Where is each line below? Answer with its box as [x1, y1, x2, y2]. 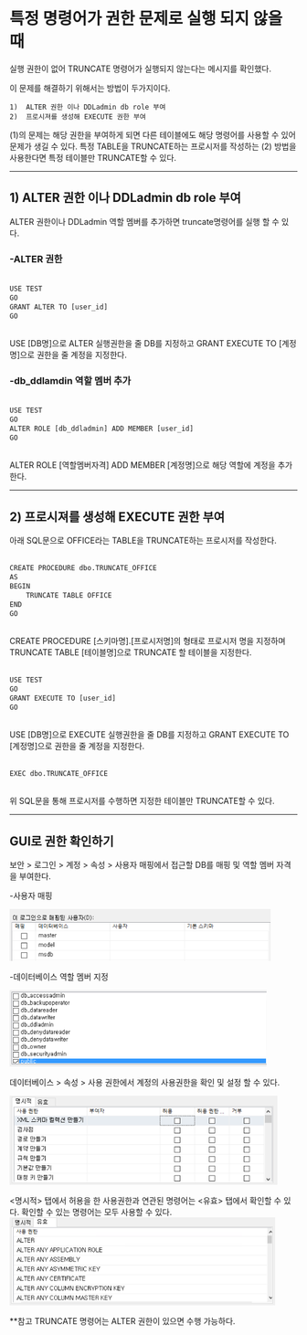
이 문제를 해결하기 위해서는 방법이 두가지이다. [9, 82, 171, 93]
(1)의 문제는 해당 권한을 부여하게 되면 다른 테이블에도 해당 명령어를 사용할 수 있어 [9, 129, 297, 140]
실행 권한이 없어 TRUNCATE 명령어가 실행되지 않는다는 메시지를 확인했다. [9, 63, 272, 74]
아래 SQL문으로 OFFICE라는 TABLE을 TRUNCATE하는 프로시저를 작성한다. [9, 535, 277, 546]
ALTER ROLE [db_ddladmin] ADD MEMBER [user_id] [9, 424, 195, 434]
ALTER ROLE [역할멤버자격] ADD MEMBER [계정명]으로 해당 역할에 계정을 [9, 460, 276, 471]
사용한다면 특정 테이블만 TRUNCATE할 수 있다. [9, 152, 176, 163]
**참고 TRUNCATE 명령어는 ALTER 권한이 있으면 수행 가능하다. [9, 1315, 236, 1326]
